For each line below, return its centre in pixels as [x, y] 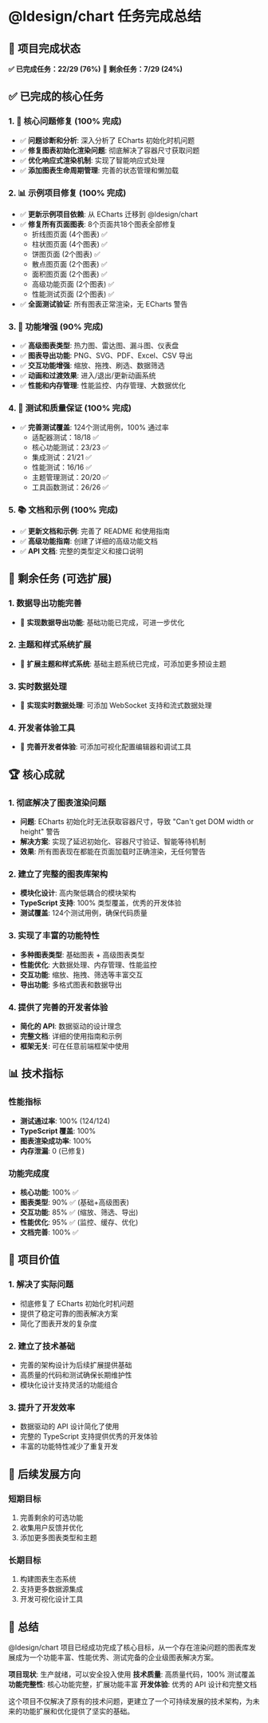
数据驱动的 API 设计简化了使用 [69, 1427]
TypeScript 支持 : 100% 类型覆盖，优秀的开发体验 [100, 903]
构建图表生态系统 [48, 1579]
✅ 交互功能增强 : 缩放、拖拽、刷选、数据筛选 [92, 366]
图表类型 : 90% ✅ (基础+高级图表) [75, 1202]
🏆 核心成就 [37, 774]
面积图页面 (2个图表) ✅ [69, 274]
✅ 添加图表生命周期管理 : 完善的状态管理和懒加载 [99, 170]
